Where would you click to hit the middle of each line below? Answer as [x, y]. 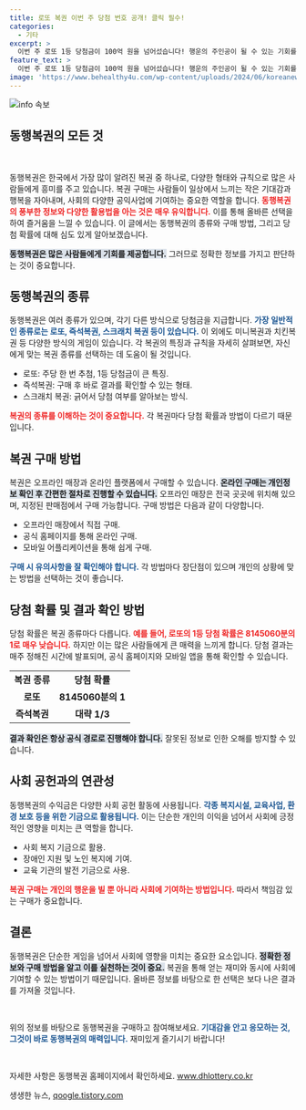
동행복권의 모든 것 [56, 136]
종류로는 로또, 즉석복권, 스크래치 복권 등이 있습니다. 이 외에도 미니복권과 [145, 332]
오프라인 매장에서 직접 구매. [71, 524]
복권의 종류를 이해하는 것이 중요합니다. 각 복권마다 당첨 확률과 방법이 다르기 [143, 416]
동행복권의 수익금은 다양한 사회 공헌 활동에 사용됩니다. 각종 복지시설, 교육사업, [148, 804]
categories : [32, 26]
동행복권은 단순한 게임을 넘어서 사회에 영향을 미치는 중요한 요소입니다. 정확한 [146, 956]
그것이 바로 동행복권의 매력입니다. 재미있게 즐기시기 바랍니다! [117, 1038]
